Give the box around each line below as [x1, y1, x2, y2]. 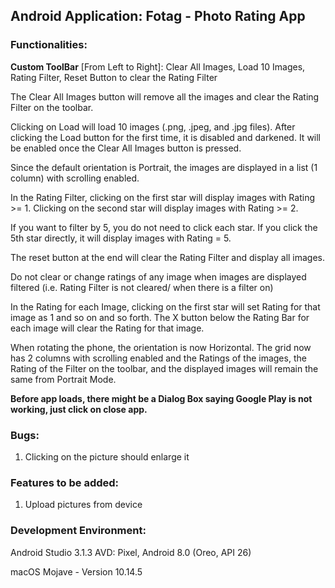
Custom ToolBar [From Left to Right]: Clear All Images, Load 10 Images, [10, 60, 306, 73]
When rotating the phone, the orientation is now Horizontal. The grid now [10, 341, 312, 353]
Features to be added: [10, 475, 120, 489]
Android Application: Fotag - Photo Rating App [10, 8, 306, 25]
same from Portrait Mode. [10, 373, 117, 385]
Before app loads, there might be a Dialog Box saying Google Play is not [10, 392, 313, 404]
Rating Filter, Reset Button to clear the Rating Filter [10, 71, 218, 83]
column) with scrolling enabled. [10, 172, 140, 184]
